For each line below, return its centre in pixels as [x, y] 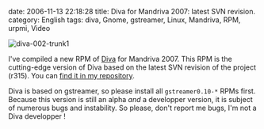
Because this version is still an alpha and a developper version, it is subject [130, 99]
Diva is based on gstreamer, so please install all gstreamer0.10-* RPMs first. [132, 91]
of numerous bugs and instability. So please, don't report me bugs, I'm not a [132, 108]
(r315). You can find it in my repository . [71, 76]
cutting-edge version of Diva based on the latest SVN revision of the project [132, 67]
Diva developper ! [37, 116]
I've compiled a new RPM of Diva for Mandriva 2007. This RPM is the [120, 59]
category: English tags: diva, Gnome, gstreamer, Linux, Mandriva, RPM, [124, 20]
